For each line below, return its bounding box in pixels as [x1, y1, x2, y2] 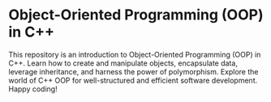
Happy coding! [8, 83, 58, 94]
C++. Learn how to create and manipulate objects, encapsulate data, [8, 58, 238, 68]
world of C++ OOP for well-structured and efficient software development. [8, 75, 258, 85]
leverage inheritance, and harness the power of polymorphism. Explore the [8, 66, 259, 76]
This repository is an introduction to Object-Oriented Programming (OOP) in [8, 49, 261, 59]
